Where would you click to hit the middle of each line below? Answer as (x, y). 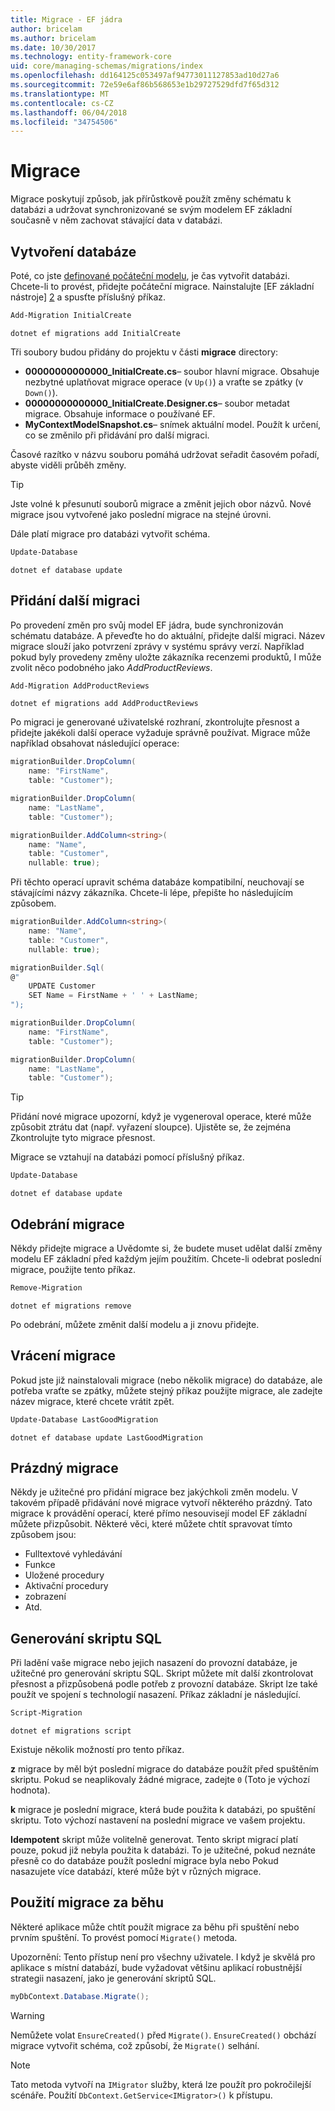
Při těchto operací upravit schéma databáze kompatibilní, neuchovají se (157, 882)
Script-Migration (46, 1713)
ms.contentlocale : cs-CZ (62, 103)
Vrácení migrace (63, 1356)
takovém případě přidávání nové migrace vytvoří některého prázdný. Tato (161, 1503)
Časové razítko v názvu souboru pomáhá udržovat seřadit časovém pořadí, (165, 454)
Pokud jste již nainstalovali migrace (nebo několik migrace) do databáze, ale (166, 1380)
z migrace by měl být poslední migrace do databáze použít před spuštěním (165, 1769)
